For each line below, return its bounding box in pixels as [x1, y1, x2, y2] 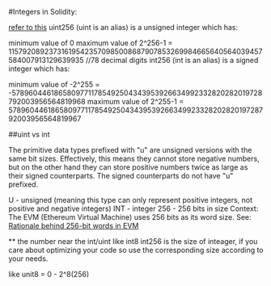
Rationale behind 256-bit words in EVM [8, 221, 139, 230]
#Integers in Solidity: [8, 7, 78, 16]
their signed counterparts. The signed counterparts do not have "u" [8, 171, 234, 180]
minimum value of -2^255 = [8, 80, 100, 89]
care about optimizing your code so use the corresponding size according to [8, 246, 265, 254]
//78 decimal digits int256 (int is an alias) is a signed [85, 56, 259, 65]
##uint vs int [8, 129, 50, 139]
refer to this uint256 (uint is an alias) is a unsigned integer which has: [8, 23, 239, 32]
